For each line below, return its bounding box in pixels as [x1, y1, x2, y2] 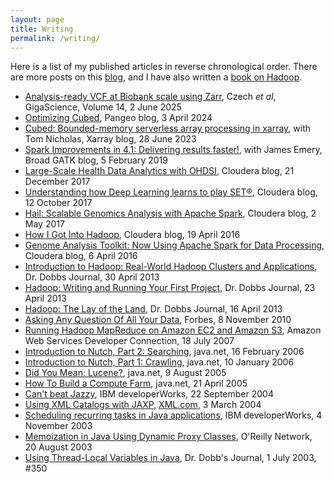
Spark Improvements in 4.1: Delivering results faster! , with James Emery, [24, 144, 323, 156]
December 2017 [24, 176, 91, 188]
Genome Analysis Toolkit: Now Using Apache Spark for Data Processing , [24, 239, 325, 251]
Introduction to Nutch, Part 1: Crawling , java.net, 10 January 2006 [24, 356, 295, 368]
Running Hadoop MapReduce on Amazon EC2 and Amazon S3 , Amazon [24, 324, 322, 336]
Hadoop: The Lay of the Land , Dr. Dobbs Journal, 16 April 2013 [24, 303, 283, 315]
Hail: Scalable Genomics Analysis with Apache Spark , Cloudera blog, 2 [24, 207, 317, 220]
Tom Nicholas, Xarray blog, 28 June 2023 [24, 133, 197, 145]
